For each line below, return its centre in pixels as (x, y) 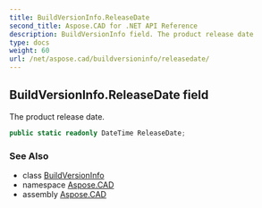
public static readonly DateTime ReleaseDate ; (97, 133)
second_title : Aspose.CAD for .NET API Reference (104, 26)
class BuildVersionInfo (63, 175)
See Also (29, 155)
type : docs (30, 42)
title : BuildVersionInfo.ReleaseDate (80, 17)
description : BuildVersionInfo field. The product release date (131, 34)
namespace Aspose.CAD (68, 185)
